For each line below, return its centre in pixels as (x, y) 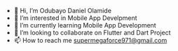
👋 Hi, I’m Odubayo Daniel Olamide (63, 11)
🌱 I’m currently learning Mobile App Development (85, 25)
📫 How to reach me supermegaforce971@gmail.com (90, 40)
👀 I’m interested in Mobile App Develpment (76, 18)
